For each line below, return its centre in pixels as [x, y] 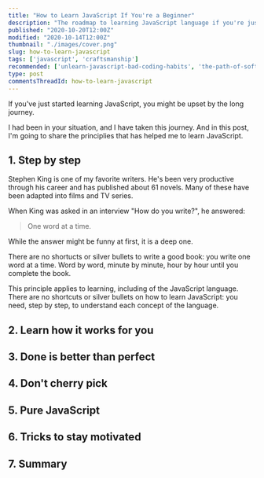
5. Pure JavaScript [54, 410]
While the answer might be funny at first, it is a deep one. [101, 241]
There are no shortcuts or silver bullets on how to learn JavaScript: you [123, 297]
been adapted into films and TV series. [71, 196]
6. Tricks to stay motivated [75, 437]
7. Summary [38, 463]
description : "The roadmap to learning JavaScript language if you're [126, 23]
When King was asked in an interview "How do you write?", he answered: [127, 211]
